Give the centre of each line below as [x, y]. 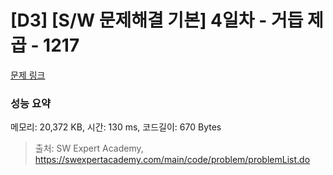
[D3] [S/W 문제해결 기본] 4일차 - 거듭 [157, 20]
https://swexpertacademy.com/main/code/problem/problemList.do [172, 160]
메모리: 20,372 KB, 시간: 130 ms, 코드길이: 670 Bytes [116, 127]
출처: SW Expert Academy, [89, 148]
